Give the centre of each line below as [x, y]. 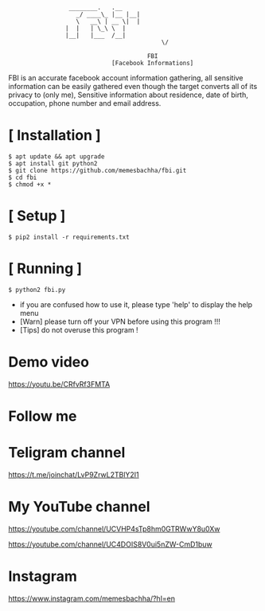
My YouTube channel [79, 507]
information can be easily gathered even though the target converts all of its [133, 86]
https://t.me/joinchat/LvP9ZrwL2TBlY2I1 [74, 474]
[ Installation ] [55, 136]
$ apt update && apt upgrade [57, 156]
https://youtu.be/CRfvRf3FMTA [59, 384]
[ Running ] [45, 269]
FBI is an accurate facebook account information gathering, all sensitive [126, 78]
